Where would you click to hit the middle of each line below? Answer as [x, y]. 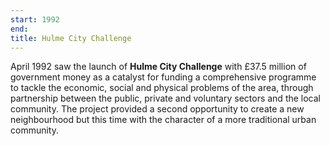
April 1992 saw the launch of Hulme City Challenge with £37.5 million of [158, 67]
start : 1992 [35, 19]
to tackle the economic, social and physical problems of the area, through [162, 88]
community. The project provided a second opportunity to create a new [157, 109]
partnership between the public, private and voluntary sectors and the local [166, 98]
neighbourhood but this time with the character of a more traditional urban [163, 120]
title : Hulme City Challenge [71, 38]
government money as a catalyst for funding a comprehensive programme [163, 77]
